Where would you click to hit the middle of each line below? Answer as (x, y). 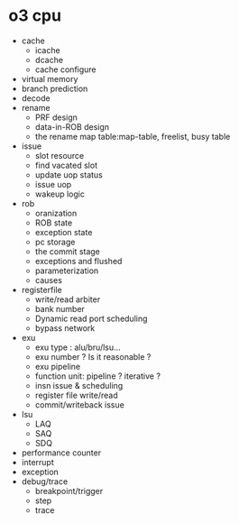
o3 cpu (35, 16)
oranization (56, 213)
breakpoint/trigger (69, 491)
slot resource (60, 155)
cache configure (65, 69)
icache (47, 50)
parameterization (67, 271)
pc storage (55, 242)
